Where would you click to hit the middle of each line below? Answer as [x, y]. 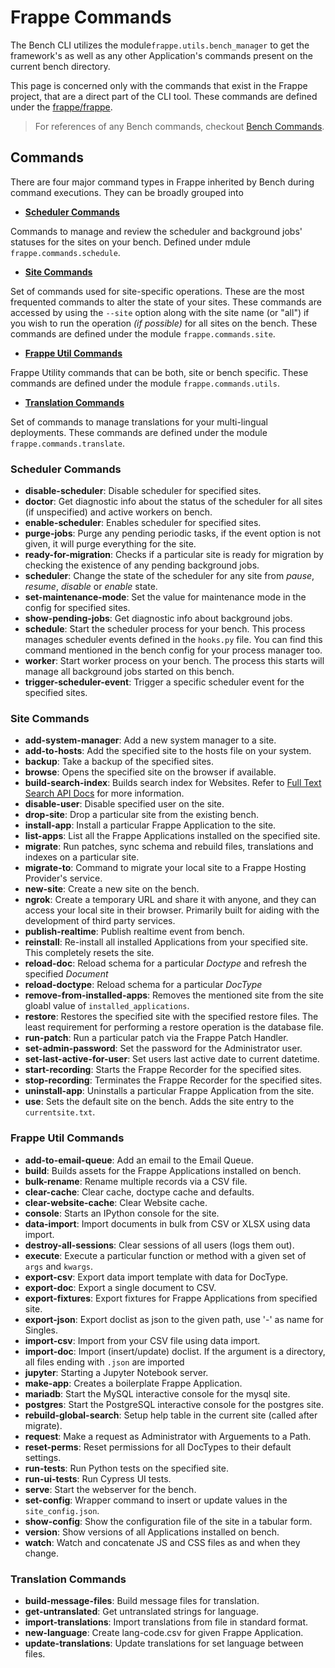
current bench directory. [60, 66]
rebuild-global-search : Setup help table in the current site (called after [171, 1415]
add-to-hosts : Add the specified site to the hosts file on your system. [168, 751]
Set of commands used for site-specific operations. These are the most [157, 291]
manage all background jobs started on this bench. [129, 672]
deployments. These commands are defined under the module [139, 432]
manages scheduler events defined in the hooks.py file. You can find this [173, 640]
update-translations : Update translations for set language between [164, 1643]
